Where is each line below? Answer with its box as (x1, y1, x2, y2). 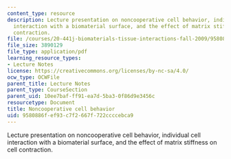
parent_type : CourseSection (7, 86, 88, 93)
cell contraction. (7, 145, 53, 154)
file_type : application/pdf (7, 49, 88, 56)
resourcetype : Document (7, 99, 76, 106)
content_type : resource (7, 10, 76, 17)
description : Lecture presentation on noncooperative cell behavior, (7, 16, 211, 23)
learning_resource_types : (7, 55, 81, 62)
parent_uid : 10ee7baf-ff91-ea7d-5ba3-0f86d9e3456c (7, 93, 155, 100)
